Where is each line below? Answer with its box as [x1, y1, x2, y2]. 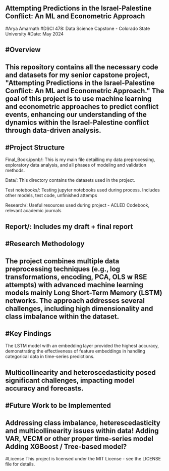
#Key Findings [5, 329, 51, 338]
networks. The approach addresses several [5, 296, 145, 305]
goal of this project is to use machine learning [5, 94, 152, 103]
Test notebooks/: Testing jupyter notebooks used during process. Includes [5, 187, 160, 193]
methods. [5, 167, 25, 174]
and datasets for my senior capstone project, [5, 70, 150, 79]
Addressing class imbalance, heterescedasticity [5, 418, 160, 427]
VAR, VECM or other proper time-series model [5, 434, 154, 443]
